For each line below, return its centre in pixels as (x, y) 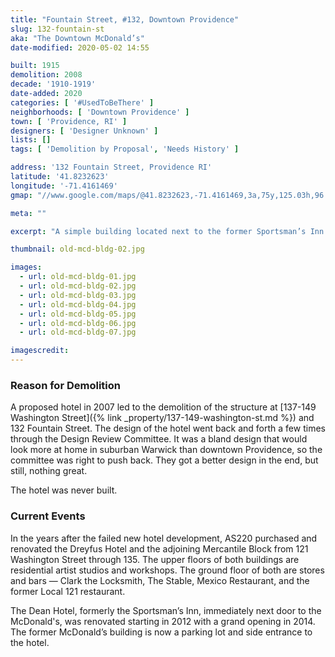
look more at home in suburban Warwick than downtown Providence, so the (166, 450)
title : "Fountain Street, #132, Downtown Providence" (125, 19)
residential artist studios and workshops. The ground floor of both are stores (167, 570)
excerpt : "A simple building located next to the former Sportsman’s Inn (167, 231)
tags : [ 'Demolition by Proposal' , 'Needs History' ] (125, 149)
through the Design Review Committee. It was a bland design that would (159, 439)
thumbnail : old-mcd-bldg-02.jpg (77, 249)
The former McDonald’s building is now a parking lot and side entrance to (161, 632)
